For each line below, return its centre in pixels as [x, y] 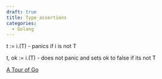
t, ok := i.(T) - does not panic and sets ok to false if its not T [81, 58]
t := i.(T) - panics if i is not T [42, 46]
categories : [21, 23]
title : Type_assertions [37, 18]
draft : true [21, 12]
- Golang [23, 29]
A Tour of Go [22, 70]
